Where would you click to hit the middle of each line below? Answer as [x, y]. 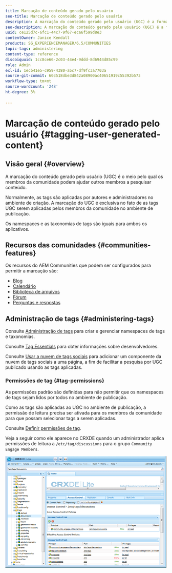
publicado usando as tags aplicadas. [44, 367]
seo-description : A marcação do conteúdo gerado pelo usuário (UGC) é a [84, 27]
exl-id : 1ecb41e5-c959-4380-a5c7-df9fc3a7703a [56, 70]
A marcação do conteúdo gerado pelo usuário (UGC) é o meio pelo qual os [84, 176]
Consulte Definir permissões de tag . [43, 428]
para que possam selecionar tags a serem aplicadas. [61, 418]
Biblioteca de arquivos [36, 292]
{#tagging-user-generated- [101, 134]
